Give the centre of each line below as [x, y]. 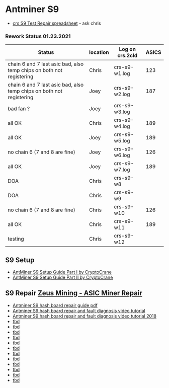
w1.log [122, 73]
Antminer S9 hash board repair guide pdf [55, 305]
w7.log [122, 170]
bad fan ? [19, 109]
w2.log [122, 94]
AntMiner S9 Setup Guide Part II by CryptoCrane [63, 277]
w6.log [122, 156]
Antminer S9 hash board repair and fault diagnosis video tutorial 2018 [84, 316]
